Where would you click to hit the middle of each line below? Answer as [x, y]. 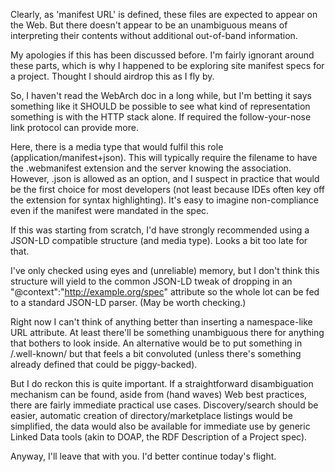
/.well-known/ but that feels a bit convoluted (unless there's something [156, 353]
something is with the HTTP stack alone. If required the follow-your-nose [161, 117]
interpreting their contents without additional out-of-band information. [154, 35]
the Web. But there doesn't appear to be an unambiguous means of [149, 25]
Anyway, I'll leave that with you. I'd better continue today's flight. [143, 456]
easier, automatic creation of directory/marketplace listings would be [151, 415]
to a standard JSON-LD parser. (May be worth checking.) [128, 302]
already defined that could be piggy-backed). [104, 364]
